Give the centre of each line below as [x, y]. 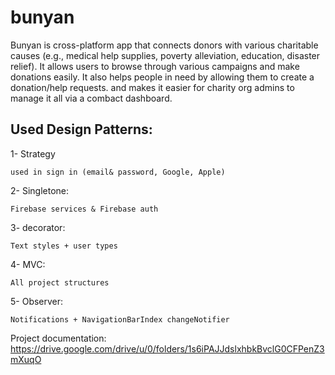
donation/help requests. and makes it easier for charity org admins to [152, 87]
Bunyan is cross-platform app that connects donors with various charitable [164, 45]
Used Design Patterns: [81, 129]
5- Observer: [37, 301]
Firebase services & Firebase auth [84, 209]
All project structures [60, 282]
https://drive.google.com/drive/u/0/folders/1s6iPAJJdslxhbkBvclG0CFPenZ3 [167, 348]
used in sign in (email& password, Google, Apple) [118, 172]
